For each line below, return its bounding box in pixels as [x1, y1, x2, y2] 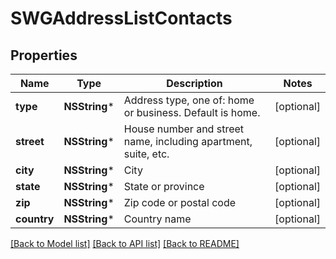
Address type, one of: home [123, 93, 255, 107]
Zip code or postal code [123, 196, 237, 209]
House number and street [123, 122, 245, 136]
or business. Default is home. [123, 106, 261, 119]
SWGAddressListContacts [10, 7, 233, 30]
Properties [10, 47, 78, 64]
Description [166, 77, 223, 90]
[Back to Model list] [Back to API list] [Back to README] [10, 238, 240, 249]
